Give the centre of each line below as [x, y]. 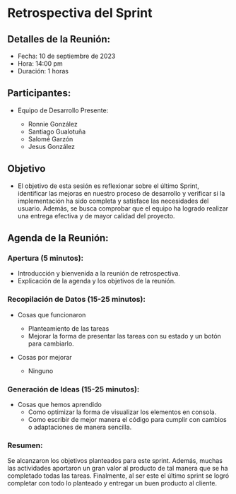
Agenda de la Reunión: [58, 238]
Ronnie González [53, 124]
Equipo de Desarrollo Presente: [63, 110]
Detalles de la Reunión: [59, 39]
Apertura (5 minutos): [45, 258]
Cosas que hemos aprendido [60, 404]
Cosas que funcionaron [52, 314]
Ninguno [41, 371]
